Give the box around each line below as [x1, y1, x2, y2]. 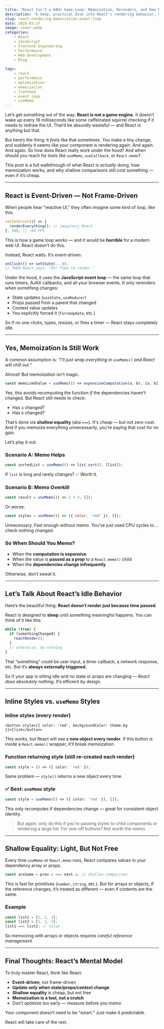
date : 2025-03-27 [5, 21, 41, 26]
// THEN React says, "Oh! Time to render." [5, 266, 95, 271]
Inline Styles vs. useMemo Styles [5, 697, 100, 705]
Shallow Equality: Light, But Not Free [5, 845, 119, 852]
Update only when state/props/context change [12, 984, 110, 991]
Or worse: [5, 504, 25, 510]
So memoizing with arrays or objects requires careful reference [5, 933, 133, 939]
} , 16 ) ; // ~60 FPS [5, 228, 45, 233]
